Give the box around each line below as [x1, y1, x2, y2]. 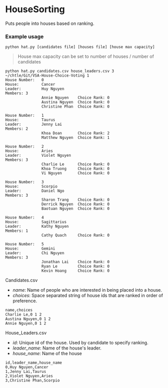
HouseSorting [5, 4, 65, 15]
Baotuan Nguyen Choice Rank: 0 [41, 206, 110, 211]
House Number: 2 [5, 144, 44, 149]
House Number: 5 [5, 242, 44, 247]
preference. [12, 298, 37, 304]
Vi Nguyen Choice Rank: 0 [41, 171, 110, 176]
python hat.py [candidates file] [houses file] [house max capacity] [5, 45, 155, 50]
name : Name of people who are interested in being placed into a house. [12, 287, 162, 293]
